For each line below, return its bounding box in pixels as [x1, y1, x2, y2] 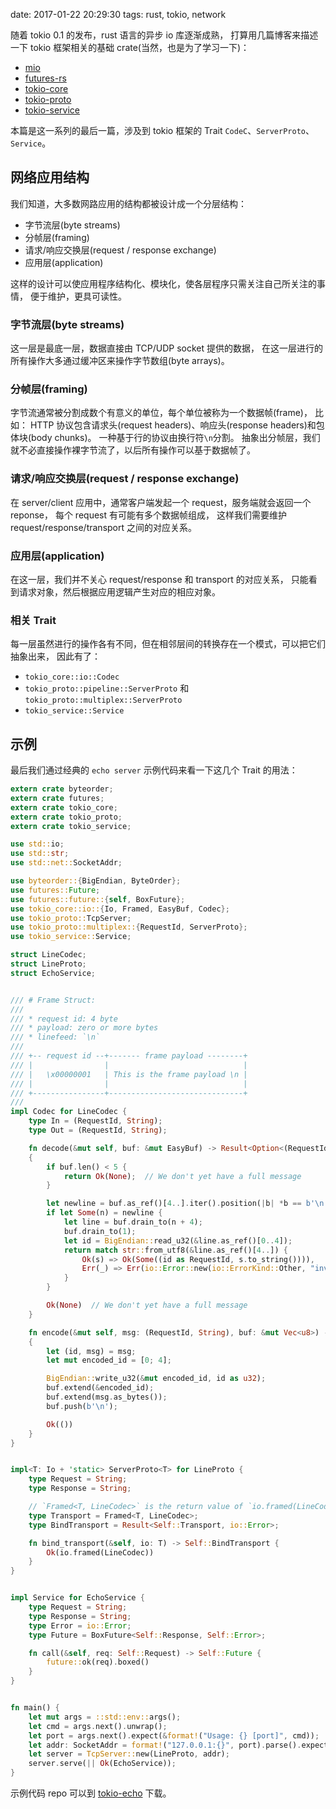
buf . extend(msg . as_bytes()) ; [46, 1392, 168, 1403]
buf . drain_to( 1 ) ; [63, 1226, 137, 1236]
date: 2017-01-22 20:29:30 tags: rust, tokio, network [10, 9, 227, 20]
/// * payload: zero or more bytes [10, 1023, 159, 1033]
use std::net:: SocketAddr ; [10, 858, 123, 868]
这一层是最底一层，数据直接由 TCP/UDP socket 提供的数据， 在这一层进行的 [10, 342, 323, 354]
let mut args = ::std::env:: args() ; [28, 1712, 182, 1722]
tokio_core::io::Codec [24, 672, 120, 683]
